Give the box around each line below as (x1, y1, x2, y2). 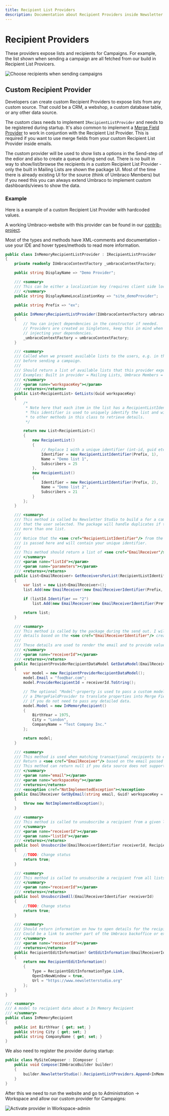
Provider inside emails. (5, 141, 52, 147)
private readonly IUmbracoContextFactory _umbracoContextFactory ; (14, 261, 156, 266)
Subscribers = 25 (41, 461, 78, 466)
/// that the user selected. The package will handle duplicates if (14, 522, 161, 527)
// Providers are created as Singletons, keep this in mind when (23, 326, 163, 331)
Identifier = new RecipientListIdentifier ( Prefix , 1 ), (41, 452, 158, 457)
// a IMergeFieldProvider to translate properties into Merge (23, 693, 156, 699)
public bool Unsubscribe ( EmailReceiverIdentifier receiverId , (14, 843, 147, 848)
